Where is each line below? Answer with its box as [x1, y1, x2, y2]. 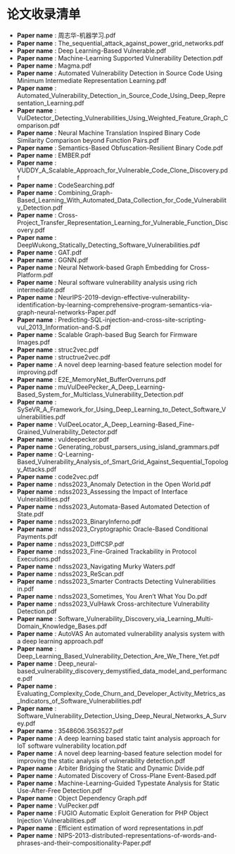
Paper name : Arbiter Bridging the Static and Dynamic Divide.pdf [16, 764, 205, 772]
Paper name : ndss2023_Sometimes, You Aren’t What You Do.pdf [16, 592, 208, 600]
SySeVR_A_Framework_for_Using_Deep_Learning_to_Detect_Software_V [16, 405, 227, 414]
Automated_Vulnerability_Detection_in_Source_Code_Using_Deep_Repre [16, 91, 226, 99]
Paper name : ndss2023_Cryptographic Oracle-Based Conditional [16, 525, 208, 533]
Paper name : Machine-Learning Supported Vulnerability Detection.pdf [16, 53, 223, 62]
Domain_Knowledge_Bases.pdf [16, 622, 108, 630]
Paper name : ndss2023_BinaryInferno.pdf [16, 517, 141, 525]
